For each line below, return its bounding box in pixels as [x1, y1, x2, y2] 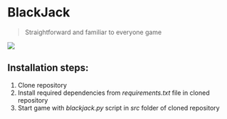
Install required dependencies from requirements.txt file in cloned [17, 88, 210, 97]
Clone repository [17, 81, 68, 89]
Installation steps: [7, 62, 89, 74]
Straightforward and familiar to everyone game [24, 28, 162, 36]
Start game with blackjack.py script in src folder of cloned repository [17, 103, 220, 112]
